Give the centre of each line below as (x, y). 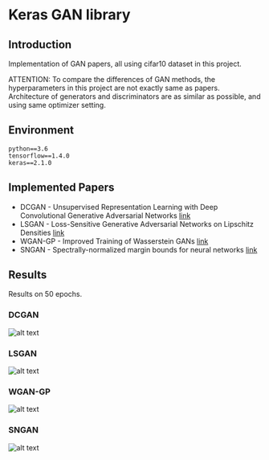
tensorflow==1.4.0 (39, 156)
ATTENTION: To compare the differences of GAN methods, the (112, 79)
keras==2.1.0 (30, 162)
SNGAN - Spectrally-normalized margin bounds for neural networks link (139, 249)
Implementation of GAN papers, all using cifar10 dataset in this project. (125, 64)
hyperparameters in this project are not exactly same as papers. (114, 88)
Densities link (42, 232)
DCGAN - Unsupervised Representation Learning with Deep (119, 207)
